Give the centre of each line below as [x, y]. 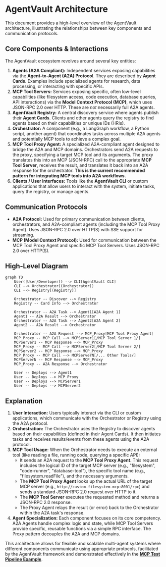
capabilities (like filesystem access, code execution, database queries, [84, 97]
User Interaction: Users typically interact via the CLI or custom [77, 413]
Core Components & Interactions [57, 49]
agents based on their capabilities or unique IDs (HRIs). [69, 123]
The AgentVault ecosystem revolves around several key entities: [71, 61]
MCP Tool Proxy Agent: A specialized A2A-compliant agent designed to [86, 144]
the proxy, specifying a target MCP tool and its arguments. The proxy [83, 155]
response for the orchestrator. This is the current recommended [79, 170]
